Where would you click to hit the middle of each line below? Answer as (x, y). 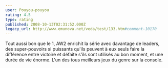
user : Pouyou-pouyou (27, 10)
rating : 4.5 (18, 15)
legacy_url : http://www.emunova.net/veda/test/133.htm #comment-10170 (81, 29)
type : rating (19, 19)
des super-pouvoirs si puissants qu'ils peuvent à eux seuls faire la (75, 49)
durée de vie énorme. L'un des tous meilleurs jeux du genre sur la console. (84, 60)
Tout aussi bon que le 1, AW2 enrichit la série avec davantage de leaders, (82, 43)
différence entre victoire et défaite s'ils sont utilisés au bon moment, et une (84, 55)
